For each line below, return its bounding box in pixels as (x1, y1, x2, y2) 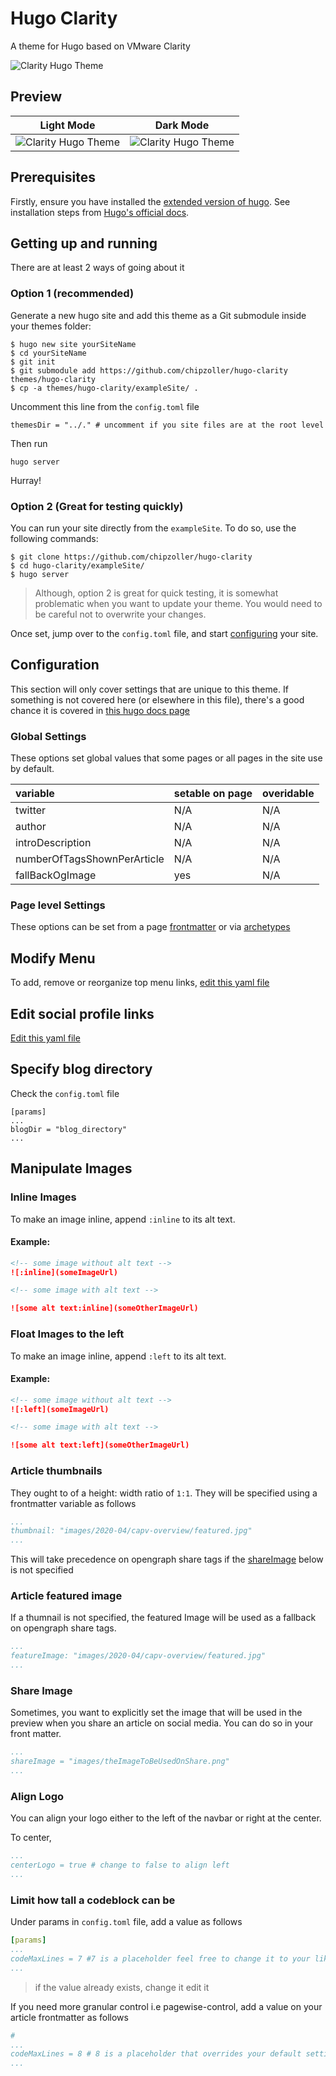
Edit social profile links (10, 1005, 155, 1022)
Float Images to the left (10, 1327, 125, 1341)
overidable (262, 787, 315, 801)
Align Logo (10, 1789, 65, 1803)
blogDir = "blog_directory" (10, 1124, 128, 1134)
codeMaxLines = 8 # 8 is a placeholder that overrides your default (10, 2049, 302, 2059)
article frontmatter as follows (10, 2011, 129, 2023)
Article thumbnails (10, 1464, 103, 1478)
